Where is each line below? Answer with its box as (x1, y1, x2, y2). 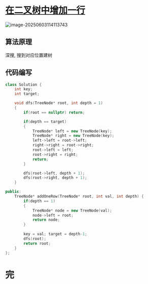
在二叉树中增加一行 (5, 5, 86, 16)
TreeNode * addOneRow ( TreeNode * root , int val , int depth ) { (14, 194, 144, 199)
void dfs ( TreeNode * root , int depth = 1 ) (14, 101, 103, 106)
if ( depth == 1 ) (23, 198, 56, 204)
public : (5, 189, 22, 194)
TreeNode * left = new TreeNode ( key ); (32, 129, 113, 134)
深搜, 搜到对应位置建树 (5, 52, 52, 58)
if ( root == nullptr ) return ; (23, 110, 85, 115)
